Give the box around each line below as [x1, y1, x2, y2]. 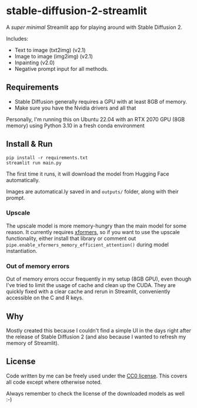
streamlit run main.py [6, 160, 62, 166]
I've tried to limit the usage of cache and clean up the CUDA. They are [6, 282, 176, 289]
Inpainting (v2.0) [14, 59, 55, 66]
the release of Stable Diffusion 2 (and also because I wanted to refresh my [6, 333, 186, 340]
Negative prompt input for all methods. [14, 65, 109, 72]
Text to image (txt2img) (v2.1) [14, 46, 86, 54]
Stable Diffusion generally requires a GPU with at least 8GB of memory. [14, 98, 187, 105]
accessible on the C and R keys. [6, 294, 84, 301]
